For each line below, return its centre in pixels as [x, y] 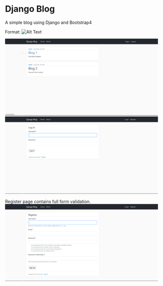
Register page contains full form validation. [48, 201]
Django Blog [30, 9]
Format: [13, 32]
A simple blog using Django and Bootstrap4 [49, 22]
